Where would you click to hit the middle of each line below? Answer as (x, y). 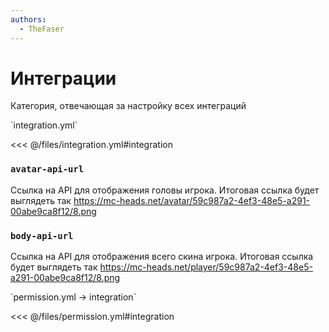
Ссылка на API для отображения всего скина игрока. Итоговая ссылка (162, 257)
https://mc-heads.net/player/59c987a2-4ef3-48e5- (206, 267)
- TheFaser (42, 29)
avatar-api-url (47, 169)
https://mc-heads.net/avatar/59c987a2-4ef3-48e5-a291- (192, 200)
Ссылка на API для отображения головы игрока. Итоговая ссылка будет (165, 190)
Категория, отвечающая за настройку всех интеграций (128, 106)
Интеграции (63, 78)
